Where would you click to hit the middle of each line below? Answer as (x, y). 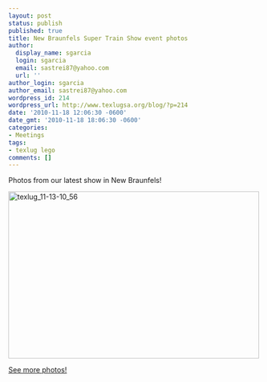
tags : (17, 142)
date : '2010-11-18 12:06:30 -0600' (68, 113)
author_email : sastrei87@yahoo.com (68, 90)
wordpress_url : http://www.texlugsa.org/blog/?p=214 (98, 105)
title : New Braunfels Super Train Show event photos (98, 38)
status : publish (35, 23)
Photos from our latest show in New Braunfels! (85, 181)
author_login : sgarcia (46, 83)
